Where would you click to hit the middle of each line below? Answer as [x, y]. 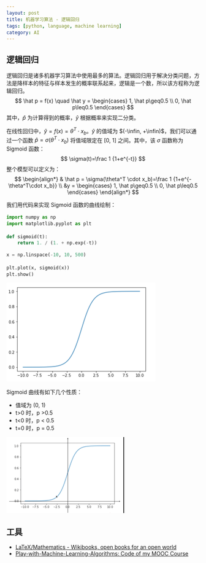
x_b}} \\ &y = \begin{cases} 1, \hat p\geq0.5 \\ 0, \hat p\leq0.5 [121, 185]
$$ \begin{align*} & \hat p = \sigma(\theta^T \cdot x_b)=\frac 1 [93, 179]
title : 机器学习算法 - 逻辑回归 [43, 19]
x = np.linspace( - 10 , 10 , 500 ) [46, 255]
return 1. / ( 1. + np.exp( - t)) [57, 243]
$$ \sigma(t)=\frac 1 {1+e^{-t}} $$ [103, 158]
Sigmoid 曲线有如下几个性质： [44, 392]
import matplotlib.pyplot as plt [49, 223]
